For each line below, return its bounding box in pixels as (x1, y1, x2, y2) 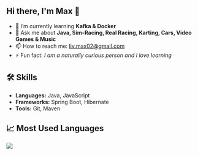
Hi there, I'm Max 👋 (6, 6, 80, 17)
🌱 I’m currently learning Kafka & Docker (15, 22, 116, 29)
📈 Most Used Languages (6, 123, 104, 134)
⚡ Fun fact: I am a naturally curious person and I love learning (15, 51, 172, 59)
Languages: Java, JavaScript (15, 91, 90, 99)
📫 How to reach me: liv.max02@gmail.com (15, 42, 125, 50)
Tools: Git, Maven (15, 105, 61, 112)
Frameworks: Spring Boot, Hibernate (15, 98, 109, 105)
